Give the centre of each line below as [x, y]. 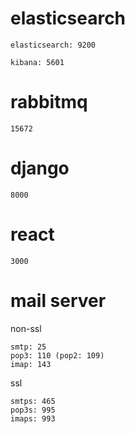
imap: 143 [31, 364]
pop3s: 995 [33, 410]
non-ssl [26, 328]
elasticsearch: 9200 [53, 45]
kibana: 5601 [37, 62]
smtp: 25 [28, 347]
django [40, 168]
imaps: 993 [33, 418]
